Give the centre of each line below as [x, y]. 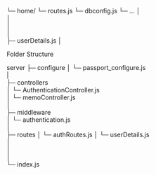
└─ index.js [23, 164]
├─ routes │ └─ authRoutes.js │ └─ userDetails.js [78, 134]
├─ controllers [27, 83]
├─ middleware [29, 112]
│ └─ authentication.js [39, 120]
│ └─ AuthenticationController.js [53, 90]
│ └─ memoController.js [41, 97]
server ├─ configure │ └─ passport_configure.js [76, 68]
